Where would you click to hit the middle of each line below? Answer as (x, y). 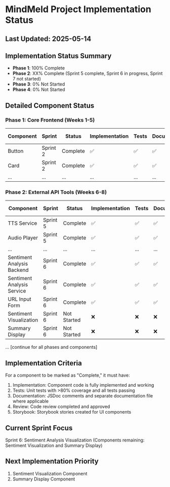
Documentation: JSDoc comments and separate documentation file (83, 396)
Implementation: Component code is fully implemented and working (83, 385)
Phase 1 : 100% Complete (38, 68)
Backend (18, 270)
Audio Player (23, 238)
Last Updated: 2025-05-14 (48, 39)
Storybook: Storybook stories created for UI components (72, 412)
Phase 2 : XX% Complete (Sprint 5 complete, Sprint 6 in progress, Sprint (88, 73)
